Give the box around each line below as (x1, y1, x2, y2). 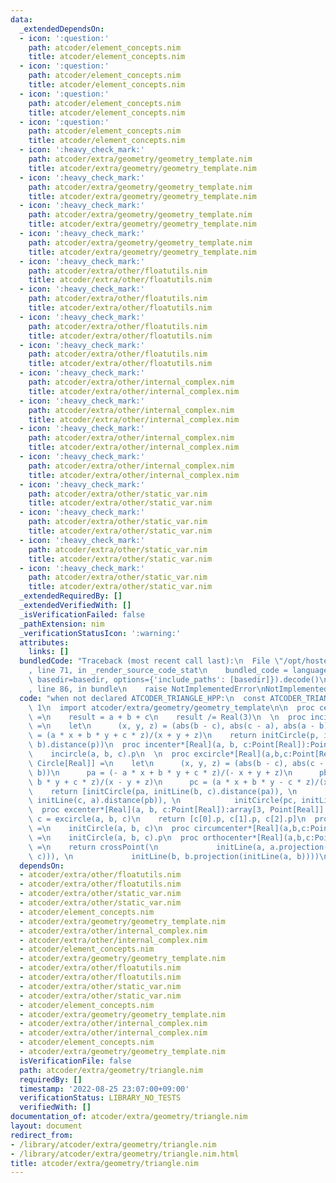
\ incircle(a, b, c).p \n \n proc (28, 749, 190, 759)
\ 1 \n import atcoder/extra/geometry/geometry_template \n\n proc (28, 702, 315, 713)
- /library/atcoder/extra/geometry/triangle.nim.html (10, 1149, 240, 1159)
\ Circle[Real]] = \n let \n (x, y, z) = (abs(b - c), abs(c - (28, 758, 325, 768)
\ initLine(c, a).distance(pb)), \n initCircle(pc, (28, 796, 298, 806)
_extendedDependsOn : (19, 24, 105, 34)
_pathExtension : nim (19, 619, 105, 629)
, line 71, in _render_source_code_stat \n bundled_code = (28, 666, 288, 676)
